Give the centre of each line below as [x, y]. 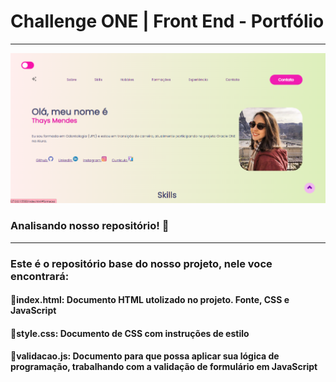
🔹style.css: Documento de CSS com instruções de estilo [130, 333]
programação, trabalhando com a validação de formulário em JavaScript [164, 367]
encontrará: [40, 276]
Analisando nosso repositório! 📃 [90, 226]
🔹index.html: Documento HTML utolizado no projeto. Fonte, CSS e [150, 300]
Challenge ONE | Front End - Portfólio [167, 21]
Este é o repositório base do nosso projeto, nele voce [141, 263]
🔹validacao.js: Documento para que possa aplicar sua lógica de [145, 356]
